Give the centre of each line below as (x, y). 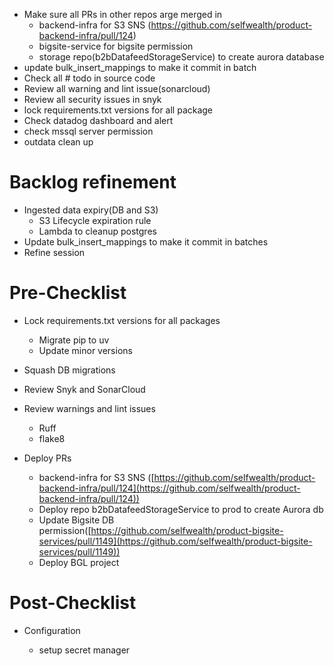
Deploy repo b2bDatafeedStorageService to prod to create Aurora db (181, 509)
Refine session (54, 252)
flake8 (52, 438)
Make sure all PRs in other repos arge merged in (123, 14)
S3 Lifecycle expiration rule (95, 220)
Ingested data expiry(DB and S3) (91, 210)
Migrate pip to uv (74, 340)
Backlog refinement (93, 182)
